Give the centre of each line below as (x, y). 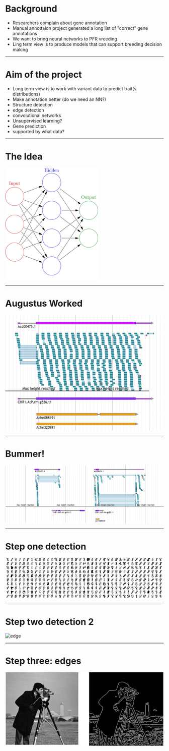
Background (31, 9)
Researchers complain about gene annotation (60, 23)
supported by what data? (38, 131)
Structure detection (32, 104)
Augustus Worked (44, 304)
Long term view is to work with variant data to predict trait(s (74, 88)
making (20, 49)
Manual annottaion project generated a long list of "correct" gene (80, 28)
